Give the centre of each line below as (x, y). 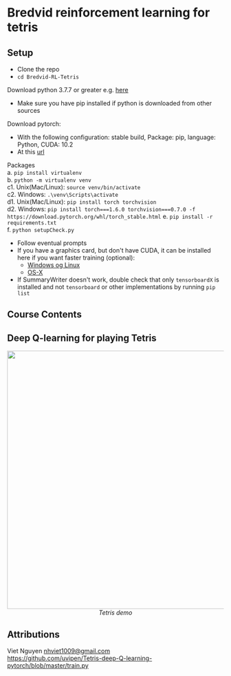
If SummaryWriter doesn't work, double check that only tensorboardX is (118, 279)
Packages (21, 165)
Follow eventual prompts (52, 243)
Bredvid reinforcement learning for (109, 13)
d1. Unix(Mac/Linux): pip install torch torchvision (82, 202)
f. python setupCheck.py (41, 230)
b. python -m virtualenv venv (49, 180)
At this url (31, 152)
